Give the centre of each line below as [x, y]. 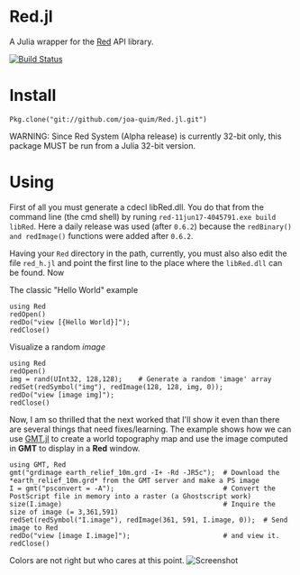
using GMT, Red [38, 465]
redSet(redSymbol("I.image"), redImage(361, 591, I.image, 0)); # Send [149, 520]
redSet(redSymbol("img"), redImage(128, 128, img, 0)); [116, 387]
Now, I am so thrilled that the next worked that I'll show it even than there [145, 419]
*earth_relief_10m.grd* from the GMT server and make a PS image [134, 480]
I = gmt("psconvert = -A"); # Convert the [143, 488]
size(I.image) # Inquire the [143, 504]
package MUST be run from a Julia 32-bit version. [103, 145]
